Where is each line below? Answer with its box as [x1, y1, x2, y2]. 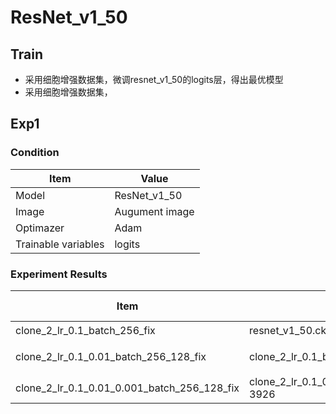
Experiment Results [10, 267, 108, 281]
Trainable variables [15, 237, 105, 251]
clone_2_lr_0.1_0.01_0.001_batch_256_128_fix [15, 381, 240, 395]
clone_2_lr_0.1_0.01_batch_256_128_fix [15, 349, 207, 363]
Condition [10, 146, 60, 160]
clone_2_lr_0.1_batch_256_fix [15, 323, 156, 337]
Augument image [114, 204, 195, 218]
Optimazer [15, 221, 65, 235]
